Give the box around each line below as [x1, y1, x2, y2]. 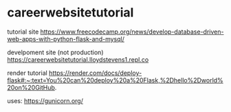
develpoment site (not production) [7, 48, 104, 56]
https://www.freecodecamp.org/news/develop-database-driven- [40, 27, 224, 36]
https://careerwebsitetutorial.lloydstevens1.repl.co [7, 55, 149, 63]
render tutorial [7, 69, 48, 77]
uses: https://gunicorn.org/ [7, 96, 84, 104]
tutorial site [7, 27, 39, 36]
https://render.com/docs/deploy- [49, 69, 142, 77]
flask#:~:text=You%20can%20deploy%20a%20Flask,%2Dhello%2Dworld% [7, 76, 223, 84]
